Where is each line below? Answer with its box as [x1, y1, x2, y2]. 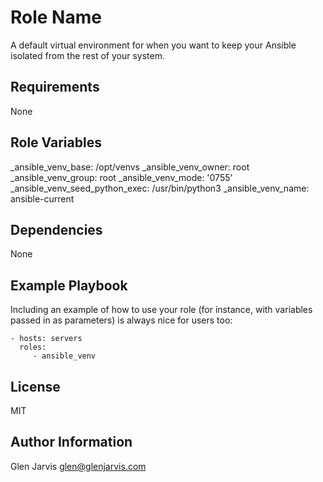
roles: [19, 342, 47, 353]
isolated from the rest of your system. [10, 49, 165, 61]
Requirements [10, 79, 100, 96]
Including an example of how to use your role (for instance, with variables [10, 304, 313, 316]
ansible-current [10, 192, 75, 205]
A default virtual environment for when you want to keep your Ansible [10, 39, 297, 51]
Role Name [10, 6, 102, 29]
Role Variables [10, 134, 102, 151]
